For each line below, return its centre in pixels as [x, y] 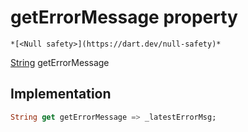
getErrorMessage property [124, 17]
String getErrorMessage [60, 62]
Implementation [61, 94]
